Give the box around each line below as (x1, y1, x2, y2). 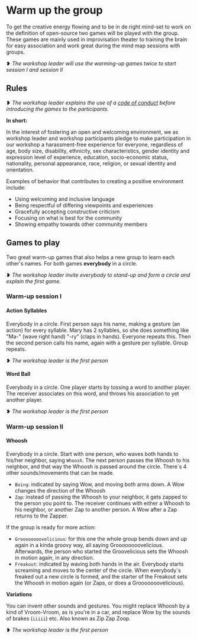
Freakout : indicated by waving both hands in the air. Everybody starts (14, 561, 184, 568)
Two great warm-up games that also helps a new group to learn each (6, 253, 175, 261)
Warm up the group (6, 4, 103, 17)
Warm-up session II (6, 422, 64, 430)
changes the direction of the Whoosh (14, 487, 105, 494)
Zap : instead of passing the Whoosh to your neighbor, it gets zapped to (14, 493, 188, 501)
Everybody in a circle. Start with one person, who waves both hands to (6, 451, 179, 458)
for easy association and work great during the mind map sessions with (6, 42, 180, 49)
